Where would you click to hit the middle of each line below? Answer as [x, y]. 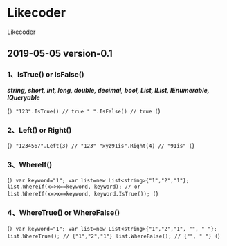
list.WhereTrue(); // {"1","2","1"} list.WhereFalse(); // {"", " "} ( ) [113, 236]
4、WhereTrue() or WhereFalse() [63, 213]
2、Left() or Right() [39, 130]
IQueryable [24, 97]
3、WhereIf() [30, 164]
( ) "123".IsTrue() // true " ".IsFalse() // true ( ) [84, 111]
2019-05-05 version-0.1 [60, 54]
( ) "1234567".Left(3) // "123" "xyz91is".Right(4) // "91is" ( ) [101, 145]
